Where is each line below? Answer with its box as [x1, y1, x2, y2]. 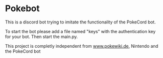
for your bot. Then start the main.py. [5, 34, 78, 39]
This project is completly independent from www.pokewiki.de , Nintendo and [5, 43, 159, 49]
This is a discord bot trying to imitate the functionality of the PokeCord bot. [5, 19, 156, 25]
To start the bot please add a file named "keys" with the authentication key [5, 28, 156, 34]
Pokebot [5, 3, 40, 14]
